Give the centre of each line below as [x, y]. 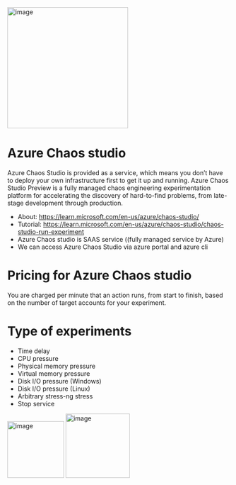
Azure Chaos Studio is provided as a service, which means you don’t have [115, 172]
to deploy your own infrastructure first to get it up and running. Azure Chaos [118, 180]
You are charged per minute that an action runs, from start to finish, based [116, 295]
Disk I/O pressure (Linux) [54, 389]
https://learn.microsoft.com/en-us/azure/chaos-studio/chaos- [133, 224]
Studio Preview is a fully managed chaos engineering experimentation [109, 188]
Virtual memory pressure [54, 373]
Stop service [36, 403]
